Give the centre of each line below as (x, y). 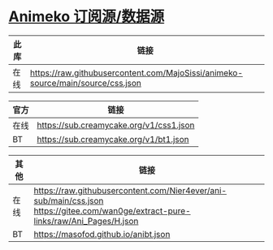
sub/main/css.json (69, 200)
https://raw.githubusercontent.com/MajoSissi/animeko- (136, 72)
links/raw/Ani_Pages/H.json (86, 221)
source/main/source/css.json (86, 83)
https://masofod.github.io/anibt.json (102, 234)
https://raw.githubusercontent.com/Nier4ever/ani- (130, 190)
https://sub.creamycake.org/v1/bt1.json (113, 139)
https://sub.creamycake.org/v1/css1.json (116, 125)
